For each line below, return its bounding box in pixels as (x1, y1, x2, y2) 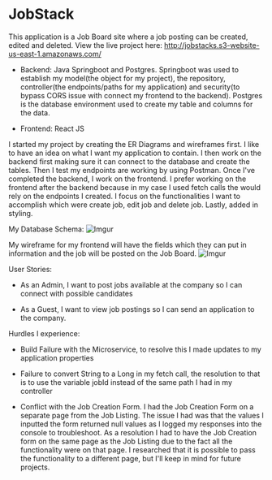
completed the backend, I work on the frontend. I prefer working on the (8, 174, 247, 184)
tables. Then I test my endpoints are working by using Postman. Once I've (8, 165, 256, 175)
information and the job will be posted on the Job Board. (8, 249, 197, 258)
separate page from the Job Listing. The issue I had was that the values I (19, 410, 264, 420)
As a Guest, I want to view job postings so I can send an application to (19, 304, 255, 314)
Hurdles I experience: (8, 328, 80, 338)
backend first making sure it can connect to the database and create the (8, 156, 250, 166)
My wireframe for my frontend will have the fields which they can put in (8, 240, 248, 249)
